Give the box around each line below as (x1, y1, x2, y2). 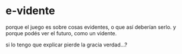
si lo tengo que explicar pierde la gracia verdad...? (5, 41, 127, 48)
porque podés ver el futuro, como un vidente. (5, 29, 117, 36)
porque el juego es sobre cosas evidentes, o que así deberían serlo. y (5, 23, 177, 31)
